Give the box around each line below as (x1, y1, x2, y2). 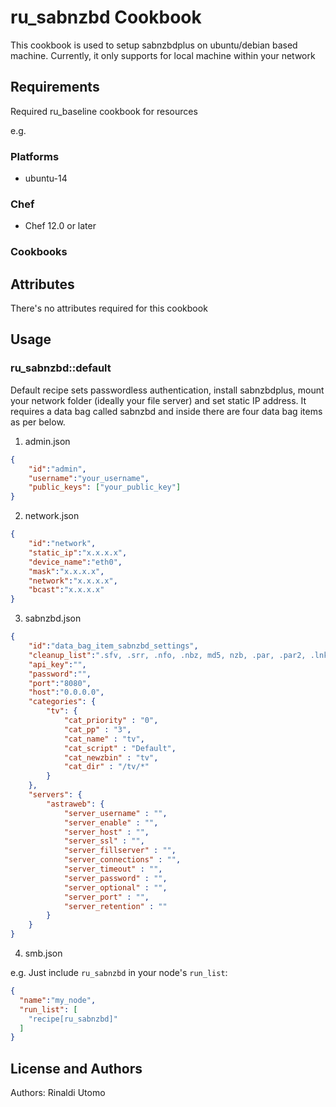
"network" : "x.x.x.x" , (28, 576, 118, 586)
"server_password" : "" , (63, 873, 168, 883)
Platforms (10, 149, 60, 163)
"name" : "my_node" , (19, 995, 97, 1005)
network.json (24, 510, 80, 522)
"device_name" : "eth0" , (28, 557, 123, 567)
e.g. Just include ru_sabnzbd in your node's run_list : (10, 967, 228, 979)
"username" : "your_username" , (28, 473, 150, 483)
